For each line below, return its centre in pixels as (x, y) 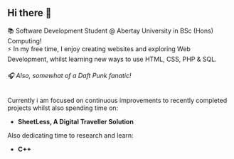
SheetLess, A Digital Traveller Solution (75, 122)
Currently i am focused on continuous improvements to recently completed (117, 101)
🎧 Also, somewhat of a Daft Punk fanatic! (69, 76)
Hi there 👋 (30, 13)
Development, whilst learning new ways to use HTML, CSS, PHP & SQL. (112, 59)
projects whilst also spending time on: (63, 108)
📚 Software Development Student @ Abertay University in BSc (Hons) (111, 31)
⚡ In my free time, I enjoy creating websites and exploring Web (99, 49)
